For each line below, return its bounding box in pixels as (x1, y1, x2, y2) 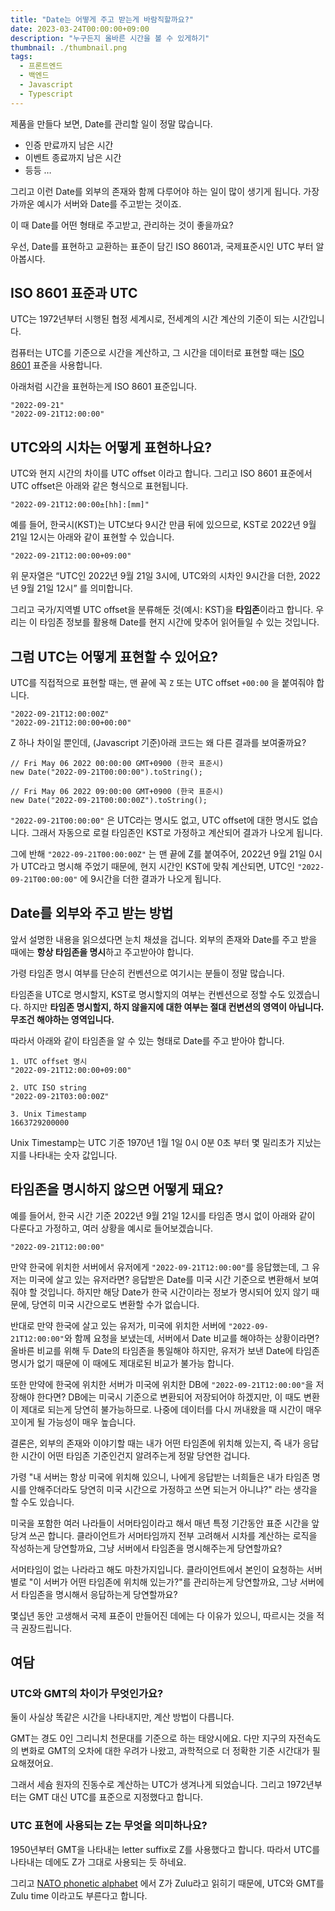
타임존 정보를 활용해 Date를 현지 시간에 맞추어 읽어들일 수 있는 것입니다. (39, 616, 320, 628)
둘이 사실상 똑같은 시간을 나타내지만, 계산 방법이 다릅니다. (10, 1711, 235, 1723)
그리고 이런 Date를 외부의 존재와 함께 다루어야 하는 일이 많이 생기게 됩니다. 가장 (10, 185, 320, 197)
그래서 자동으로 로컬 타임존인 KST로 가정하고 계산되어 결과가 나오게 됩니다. (31, 827, 323, 839)
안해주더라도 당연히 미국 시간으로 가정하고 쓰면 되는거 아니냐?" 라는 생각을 (28, 1483, 318, 1495)
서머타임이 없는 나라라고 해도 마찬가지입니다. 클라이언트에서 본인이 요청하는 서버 (10, 1563, 323, 1575)
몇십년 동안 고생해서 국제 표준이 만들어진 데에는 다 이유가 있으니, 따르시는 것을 (10, 1609, 315, 1621)
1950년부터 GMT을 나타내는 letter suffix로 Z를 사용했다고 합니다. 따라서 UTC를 (10, 1843, 321, 1855)
